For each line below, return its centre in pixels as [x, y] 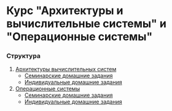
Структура [24, 56]
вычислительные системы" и [87, 24]
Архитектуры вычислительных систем [66, 69]
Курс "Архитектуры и [65, 11]
